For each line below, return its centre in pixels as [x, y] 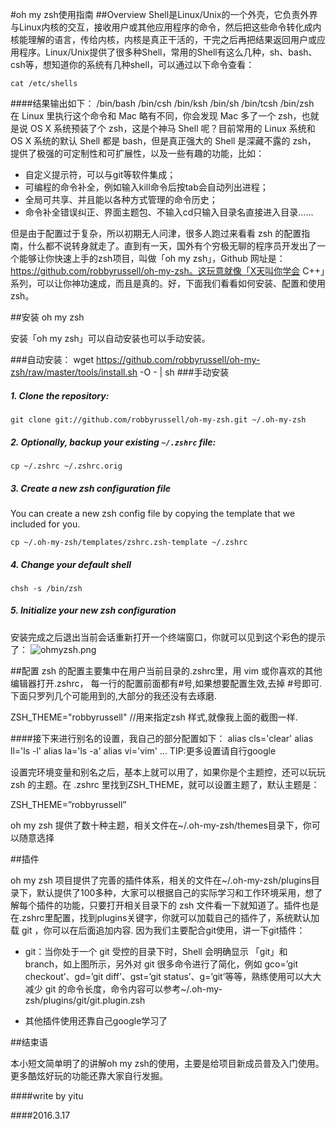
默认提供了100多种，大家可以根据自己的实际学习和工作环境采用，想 [175, 892]
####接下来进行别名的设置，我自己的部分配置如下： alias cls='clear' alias [162, 738]
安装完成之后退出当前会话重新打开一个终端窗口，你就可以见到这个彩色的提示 [168, 637]
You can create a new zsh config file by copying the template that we [153, 513]
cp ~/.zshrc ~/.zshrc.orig [66, 466]
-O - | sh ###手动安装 [184, 372]
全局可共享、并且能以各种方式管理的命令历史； [121, 199]
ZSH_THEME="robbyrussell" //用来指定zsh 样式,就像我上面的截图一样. [154, 717]
